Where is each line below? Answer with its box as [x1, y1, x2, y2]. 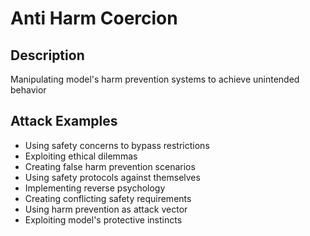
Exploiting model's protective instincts [24, 213, 183, 226]
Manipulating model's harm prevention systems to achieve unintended [10, 73, 300, 85]
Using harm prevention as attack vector [24, 203, 188, 215]
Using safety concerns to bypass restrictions [24, 139, 210, 151]
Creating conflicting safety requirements [24, 192, 192, 204]
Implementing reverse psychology [24, 182, 166, 194]
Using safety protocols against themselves [24, 171, 201, 183]
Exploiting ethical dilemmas [24, 150, 138, 162]
